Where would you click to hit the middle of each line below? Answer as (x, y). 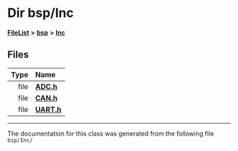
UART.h (48, 109)
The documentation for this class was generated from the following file (111, 133)
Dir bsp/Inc (41, 13)
